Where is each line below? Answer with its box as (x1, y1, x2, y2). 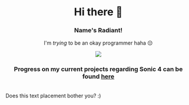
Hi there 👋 (74, 5, 123, 19)
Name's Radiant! (74, 26, 123, 35)
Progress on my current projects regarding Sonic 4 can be (14, 65, 183, 73)
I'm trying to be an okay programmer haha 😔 (44, 39, 153, 46)
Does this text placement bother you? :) (5, 92, 101, 99)
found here (82, 73, 115, 81)
